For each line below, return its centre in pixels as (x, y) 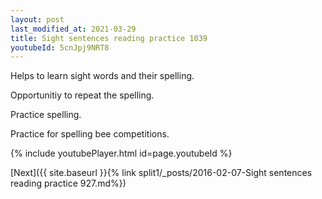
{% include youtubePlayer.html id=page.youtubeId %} (121, 153)
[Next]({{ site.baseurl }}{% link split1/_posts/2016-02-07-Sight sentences (161, 173)
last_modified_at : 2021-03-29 (73, 29)
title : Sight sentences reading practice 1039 (109, 38)
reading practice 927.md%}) (68, 183)
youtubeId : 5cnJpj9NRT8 (60, 47)
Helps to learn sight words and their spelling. (102, 76)
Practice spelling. (46, 115)
